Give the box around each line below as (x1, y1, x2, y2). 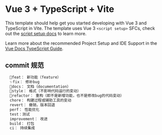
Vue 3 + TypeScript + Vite (5, 3, 115, 15)
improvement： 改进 (9, 116, 48, 122)
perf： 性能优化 (9, 107, 40, 112)
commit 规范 (5, 61, 44, 70)
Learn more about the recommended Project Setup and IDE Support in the (5, 40, 158, 46)
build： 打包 (9, 121, 34, 126)
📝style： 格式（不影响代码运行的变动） (9, 89, 81, 94)
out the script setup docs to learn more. (5, 30, 87, 36)
